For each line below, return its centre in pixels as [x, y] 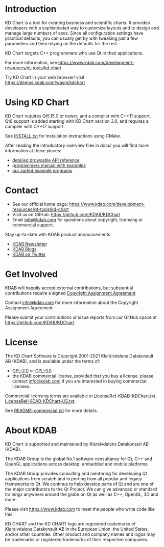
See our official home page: [40, 204]
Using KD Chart [37, 102]
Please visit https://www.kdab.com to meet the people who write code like [80, 509]
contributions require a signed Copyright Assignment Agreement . [71, 293]
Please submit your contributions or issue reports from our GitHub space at [81, 317]
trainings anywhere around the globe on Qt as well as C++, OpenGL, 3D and [82, 494]
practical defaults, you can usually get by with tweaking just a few [71, 38]
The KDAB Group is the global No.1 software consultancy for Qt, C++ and [79, 459]
